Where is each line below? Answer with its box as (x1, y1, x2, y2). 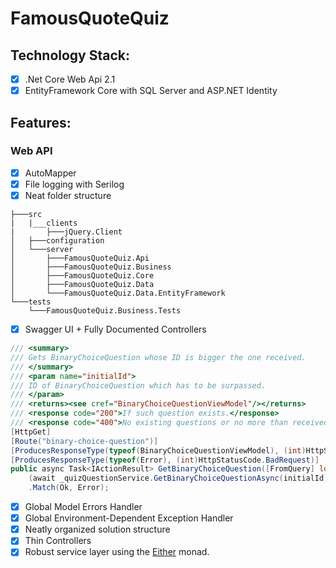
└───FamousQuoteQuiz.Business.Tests (28, 306, 182, 316)
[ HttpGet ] (10, 427, 52, 437)
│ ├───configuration (10, 236, 105, 246)
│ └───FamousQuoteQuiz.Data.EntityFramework (10, 288, 226, 298)
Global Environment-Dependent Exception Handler (24, 512, 234, 524)
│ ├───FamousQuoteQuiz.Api (10, 253, 150, 263)
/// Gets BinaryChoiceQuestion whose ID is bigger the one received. (10, 352, 307, 362)
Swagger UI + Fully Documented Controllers (24, 323, 207, 335)
